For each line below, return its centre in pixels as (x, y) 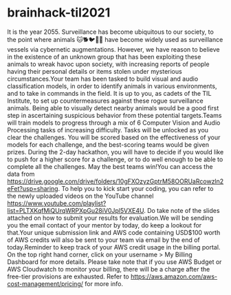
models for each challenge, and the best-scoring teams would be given (108, 144)
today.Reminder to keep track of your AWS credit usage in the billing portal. (114, 247)
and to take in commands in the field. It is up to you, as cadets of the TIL (109, 93)
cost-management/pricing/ (45, 283)
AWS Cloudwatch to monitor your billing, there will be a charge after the (109, 269)
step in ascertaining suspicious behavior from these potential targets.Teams (114, 115)
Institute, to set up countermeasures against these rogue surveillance (106, 101)
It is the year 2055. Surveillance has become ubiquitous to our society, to (111, 32)
